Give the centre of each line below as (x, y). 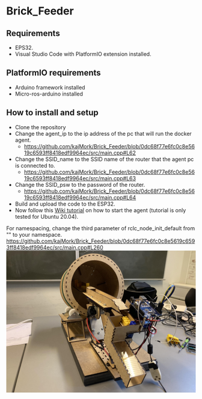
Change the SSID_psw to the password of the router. (80, 184)
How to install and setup (53, 113)
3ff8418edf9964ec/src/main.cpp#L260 (55, 247)
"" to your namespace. (34, 234)
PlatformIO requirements (54, 73)
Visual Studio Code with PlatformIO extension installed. (83, 54)
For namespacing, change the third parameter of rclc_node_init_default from (101, 228)
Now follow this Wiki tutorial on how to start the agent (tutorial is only (100, 210)
